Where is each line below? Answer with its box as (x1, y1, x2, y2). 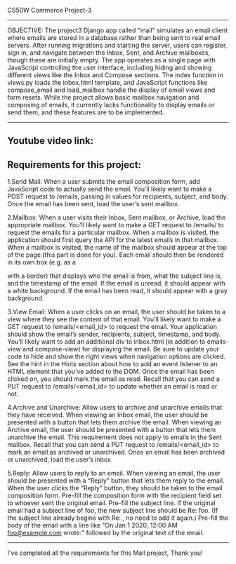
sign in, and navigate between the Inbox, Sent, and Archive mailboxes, (7, 48, 211, 57)
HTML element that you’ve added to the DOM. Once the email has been (7, 368, 214, 376)
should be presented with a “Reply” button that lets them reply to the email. (7, 476, 225, 485)
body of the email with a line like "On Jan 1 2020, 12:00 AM (7, 521, 178, 530)
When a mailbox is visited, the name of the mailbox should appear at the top (7, 243, 227, 252)
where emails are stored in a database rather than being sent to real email (7, 34, 221, 41)
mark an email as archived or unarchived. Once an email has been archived (7, 448, 225, 457)
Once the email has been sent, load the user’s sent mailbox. (7, 200, 181, 208)
